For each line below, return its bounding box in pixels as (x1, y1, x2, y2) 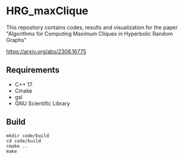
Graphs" (6, 36, 27, 43)
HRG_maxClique (6, 4, 89, 18)
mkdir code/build (6, 132, 49, 139)
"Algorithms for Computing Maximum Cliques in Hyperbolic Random (6, 30, 173, 37)
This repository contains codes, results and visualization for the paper (6, 24, 178, 31)
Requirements (6, 65, 60, 75)
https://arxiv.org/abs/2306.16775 (6, 47, 86, 55)
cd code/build (6, 138, 42, 144)
